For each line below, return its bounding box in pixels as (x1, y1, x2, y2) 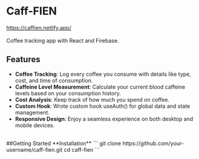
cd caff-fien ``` (64, 146, 100, 153)
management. (15, 108, 50, 116)
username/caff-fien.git (6, 146, 63, 153)
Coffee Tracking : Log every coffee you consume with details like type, (15, 70, 192, 78)
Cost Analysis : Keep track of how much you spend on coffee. (15, 96, 170, 103)
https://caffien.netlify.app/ (6, 24, 71, 31)
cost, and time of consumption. (15, 76, 93, 84)
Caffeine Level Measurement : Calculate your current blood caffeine (15, 83, 186, 90)
